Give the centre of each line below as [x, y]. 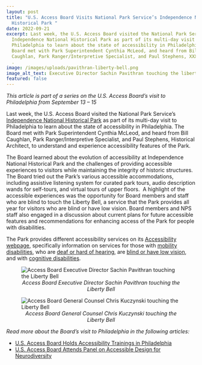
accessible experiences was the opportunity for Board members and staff [98, 196]
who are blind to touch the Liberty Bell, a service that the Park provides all [98, 202]
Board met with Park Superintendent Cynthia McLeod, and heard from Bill [97, 133]
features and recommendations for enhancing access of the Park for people [100, 221]
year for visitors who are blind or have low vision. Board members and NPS [99, 208]
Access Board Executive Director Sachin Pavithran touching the [101, 283]
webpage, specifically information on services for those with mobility [92, 246]
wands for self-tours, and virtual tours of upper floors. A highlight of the [96, 189]
